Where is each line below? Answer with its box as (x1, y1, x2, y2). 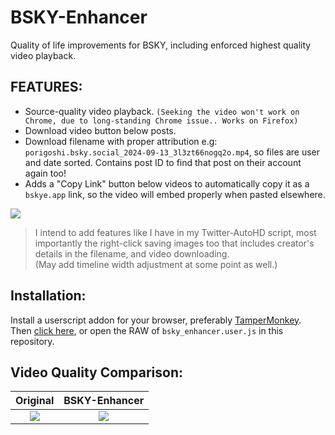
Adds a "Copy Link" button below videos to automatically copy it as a (24, 177, 310, 190)
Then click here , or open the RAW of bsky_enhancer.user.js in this (10, 324, 284, 336)
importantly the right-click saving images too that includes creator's (34, 237, 315, 249)
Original (15, 394, 55, 408)
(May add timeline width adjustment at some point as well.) (34, 258, 278, 270)
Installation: (10, 287, 87, 305)
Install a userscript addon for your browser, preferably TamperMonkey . (10, 314, 302, 326)
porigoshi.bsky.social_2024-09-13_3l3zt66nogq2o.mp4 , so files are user (24, 146, 320, 158)
